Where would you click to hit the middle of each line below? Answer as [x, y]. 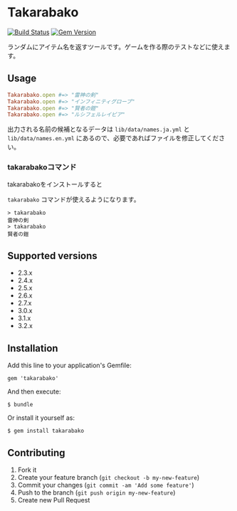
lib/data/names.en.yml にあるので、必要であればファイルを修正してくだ [113, 138]
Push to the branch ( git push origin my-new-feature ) [96, 492]
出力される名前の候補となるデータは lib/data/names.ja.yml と [99, 130]
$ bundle [20, 405]
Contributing [36, 453]
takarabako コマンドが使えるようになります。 [74, 199]
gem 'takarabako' [33, 379]
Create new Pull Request [54, 500]
